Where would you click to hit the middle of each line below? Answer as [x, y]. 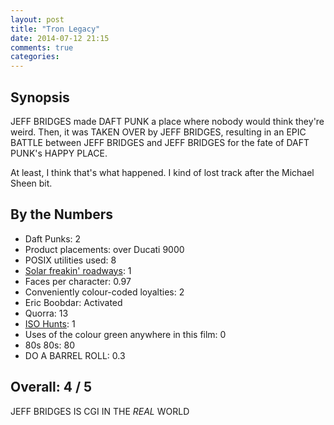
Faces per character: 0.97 [78, 281]
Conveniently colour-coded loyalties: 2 [104, 292]
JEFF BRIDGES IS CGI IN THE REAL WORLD [100, 411]
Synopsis [40, 97]
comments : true [42, 47]
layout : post [37, 19]
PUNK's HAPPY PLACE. [59, 153]
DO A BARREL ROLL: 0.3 [75, 355]
